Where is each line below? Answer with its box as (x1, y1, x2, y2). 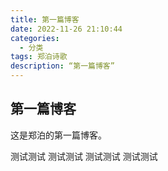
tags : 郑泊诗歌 (10, 52, 68, 62)
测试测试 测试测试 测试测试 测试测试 (10, 150, 158, 162)
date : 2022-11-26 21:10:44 (10, 24, 123, 34)
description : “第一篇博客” (10, 61, 115, 71)
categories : (10, 33, 60, 43)
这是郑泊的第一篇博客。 (10, 129, 107, 141)
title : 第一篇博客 (10, 14, 80, 25)
